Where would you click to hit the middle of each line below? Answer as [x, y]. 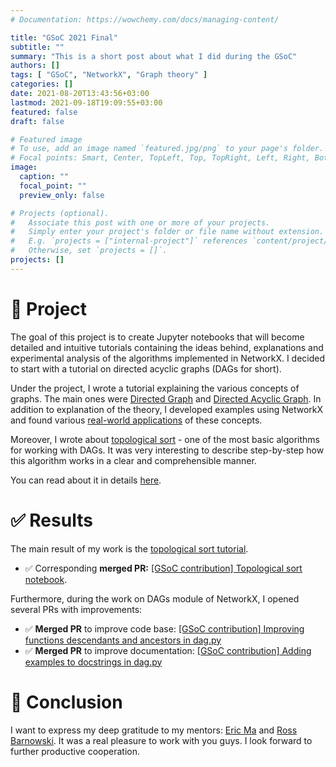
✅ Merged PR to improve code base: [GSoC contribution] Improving [164, 628]
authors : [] [35, 66]
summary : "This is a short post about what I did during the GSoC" [154, 56]
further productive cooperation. [75, 751]
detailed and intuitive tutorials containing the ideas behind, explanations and [167, 347]
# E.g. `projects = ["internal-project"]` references [129, 241]
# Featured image [46, 139]
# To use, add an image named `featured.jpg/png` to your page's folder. [167, 149]
